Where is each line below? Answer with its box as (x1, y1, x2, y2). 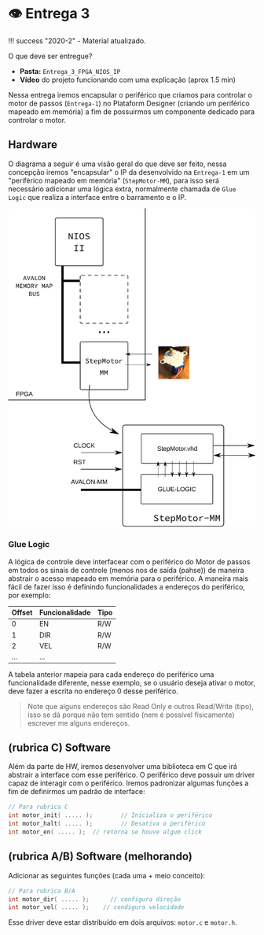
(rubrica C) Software (8, 741, 112, 754)
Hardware (8, 138, 57, 152)
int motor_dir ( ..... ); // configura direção (8, 895, 181, 904)
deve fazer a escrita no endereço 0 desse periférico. (8, 686, 178, 696)
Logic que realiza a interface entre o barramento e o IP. (8, 192, 187, 201)
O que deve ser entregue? (8, 51, 93, 61)
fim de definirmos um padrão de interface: (8, 787, 145, 796)
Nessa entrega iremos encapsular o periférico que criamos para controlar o (8, 90, 253, 99)
